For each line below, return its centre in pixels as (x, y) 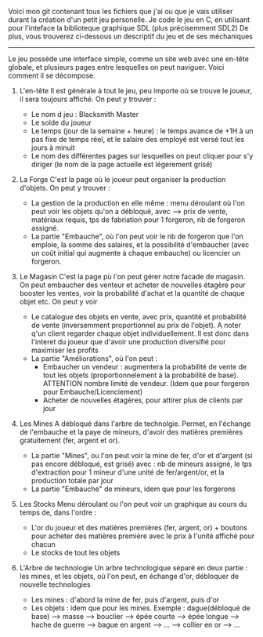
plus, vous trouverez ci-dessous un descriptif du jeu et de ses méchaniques (130, 36)
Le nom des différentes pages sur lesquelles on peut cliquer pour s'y (142, 156)
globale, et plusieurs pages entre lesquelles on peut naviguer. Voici (116, 67)
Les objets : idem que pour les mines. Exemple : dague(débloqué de (141, 608)
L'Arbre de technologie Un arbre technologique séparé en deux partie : (133, 568)
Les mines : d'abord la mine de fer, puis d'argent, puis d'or (125, 600)
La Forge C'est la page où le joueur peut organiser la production (122, 179)
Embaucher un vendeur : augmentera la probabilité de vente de (145, 367)
